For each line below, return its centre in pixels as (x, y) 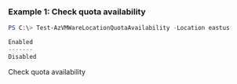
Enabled (21, 42)
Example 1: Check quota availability (77, 12)
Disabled (22, 57)
